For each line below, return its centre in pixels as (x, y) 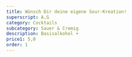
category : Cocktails (32, 23)
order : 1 (17, 45)
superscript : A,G (28, 17)
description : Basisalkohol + (42, 34)
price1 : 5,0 (21, 39)
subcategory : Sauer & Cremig (42, 28)
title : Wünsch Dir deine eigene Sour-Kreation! (67, 12)
